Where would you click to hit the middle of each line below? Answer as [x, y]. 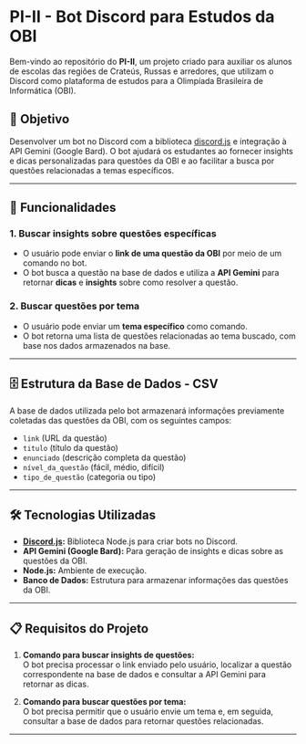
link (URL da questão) [65, 438]
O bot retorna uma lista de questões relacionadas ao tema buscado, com [159, 336]
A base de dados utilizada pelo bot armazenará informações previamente [147, 410]
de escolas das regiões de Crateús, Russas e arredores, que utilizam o [142, 71]
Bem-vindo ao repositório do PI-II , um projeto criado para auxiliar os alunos [151, 61]
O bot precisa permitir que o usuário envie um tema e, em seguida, [148, 712]
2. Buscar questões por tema [75, 306]
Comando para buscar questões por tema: [104, 702]
